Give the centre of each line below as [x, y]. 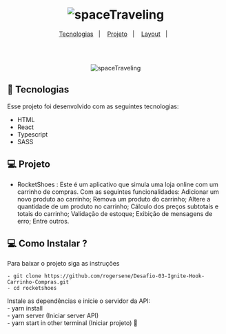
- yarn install [25, 308]
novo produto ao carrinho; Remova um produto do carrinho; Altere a [114, 199]
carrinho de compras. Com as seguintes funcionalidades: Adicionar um [118, 191]
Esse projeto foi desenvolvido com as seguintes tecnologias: [93, 106]
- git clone [24, 276]
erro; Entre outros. [43, 221]
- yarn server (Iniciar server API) [53, 316]
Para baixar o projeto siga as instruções [63, 264]
